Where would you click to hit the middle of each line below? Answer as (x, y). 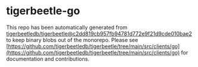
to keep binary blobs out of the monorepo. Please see (72, 40)
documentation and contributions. (48, 59)
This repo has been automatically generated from (67, 27)
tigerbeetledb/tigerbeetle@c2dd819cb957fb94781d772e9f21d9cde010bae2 (99, 33)
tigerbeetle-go (43, 11)
